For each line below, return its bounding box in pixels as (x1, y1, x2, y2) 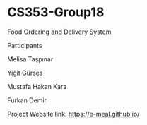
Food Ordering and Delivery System (7, 28, 112, 36)
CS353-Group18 (7, 4, 105, 20)
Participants (7, 41, 42, 49)
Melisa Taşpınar (7, 54, 54, 64)
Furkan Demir (7, 96, 47, 105)
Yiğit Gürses (7, 69, 43, 77)
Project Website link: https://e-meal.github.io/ (7, 109, 140, 118)
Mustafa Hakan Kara (7, 82, 67, 90)
